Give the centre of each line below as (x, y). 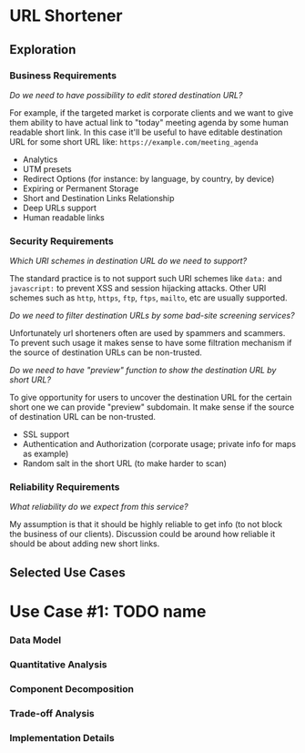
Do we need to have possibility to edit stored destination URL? (126, 95)
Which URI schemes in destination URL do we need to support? (128, 261)
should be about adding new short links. (85, 544)
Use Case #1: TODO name (108, 612)
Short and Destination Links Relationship (98, 198)
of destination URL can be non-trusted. (83, 417)
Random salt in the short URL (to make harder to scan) (125, 463)
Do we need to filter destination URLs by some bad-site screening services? (152, 316)
